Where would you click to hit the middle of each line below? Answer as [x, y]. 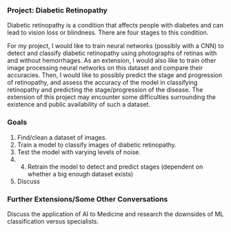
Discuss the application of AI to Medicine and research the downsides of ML [115, 214]
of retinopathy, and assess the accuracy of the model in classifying [102, 83]
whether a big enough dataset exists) [80, 173]
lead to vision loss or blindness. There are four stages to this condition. [108, 32]
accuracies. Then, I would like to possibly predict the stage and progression [115, 75]
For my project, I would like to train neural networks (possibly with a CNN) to [115, 46]
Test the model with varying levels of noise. [79, 152]
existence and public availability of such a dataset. [79, 105]
